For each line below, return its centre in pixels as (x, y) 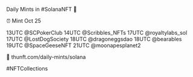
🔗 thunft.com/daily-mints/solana (46, 57)
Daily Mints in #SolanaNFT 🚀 (42, 9)
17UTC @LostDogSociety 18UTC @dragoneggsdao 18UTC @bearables (94, 39)
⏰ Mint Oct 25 (24, 21)
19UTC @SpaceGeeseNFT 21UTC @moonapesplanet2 (74, 45)
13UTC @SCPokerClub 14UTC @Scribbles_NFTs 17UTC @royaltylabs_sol (97, 33)
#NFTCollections (27, 68)
